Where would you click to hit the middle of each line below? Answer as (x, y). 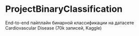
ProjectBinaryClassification (64, 9)
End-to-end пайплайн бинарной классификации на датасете (70, 23)
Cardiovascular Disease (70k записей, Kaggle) (53, 28)
